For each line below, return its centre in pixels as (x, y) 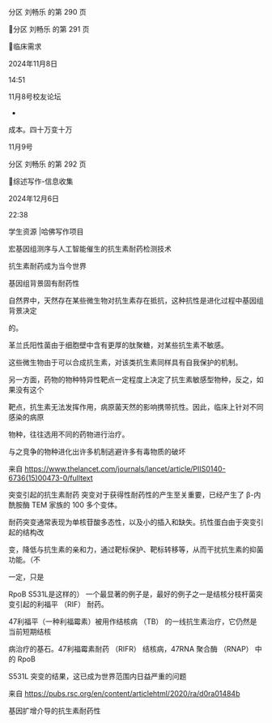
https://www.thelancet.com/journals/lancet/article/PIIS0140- (125, 469)
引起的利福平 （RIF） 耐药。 (62, 604)
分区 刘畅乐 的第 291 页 (51, 29)
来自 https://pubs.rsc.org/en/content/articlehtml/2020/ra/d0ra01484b (124, 693)
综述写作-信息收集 (43, 181)
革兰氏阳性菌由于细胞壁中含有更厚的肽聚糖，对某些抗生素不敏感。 (118, 345)
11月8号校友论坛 (35, 97)
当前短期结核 (30, 632)
